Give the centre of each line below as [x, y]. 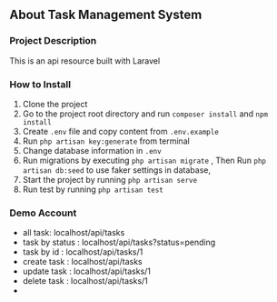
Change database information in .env [92, 150]
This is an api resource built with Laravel [85, 60]
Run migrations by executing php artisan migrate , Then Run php [144, 160]
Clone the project [55, 104]
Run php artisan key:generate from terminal [106, 141]
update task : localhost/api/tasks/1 [87, 271]
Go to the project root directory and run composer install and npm [145, 114]
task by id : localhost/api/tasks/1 [83, 252]
